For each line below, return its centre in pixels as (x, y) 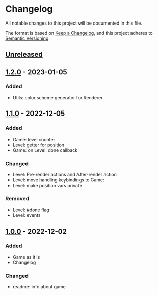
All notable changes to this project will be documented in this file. (74, 23)
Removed (17, 198)
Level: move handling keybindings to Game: (58, 180)
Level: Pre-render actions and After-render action (65, 175)
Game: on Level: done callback (45, 150)
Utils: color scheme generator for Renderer (58, 98)
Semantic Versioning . (28, 38)
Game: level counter (34, 139)
